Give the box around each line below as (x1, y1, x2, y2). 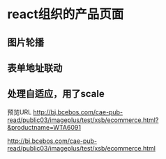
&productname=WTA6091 (7, 123, 82, 131)
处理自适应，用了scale (7, 88, 105, 100)
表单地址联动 (7, 62, 63, 74)
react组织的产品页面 (7, 6, 124, 22)
